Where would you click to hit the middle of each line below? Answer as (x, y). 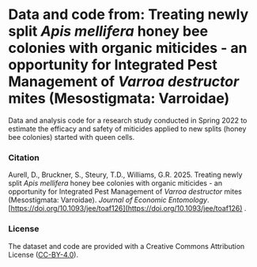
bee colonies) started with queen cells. (72, 137)
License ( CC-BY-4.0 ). (43, 254)
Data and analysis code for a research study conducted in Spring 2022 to (128, 120)
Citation (24, 157)
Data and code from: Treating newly (128, 15)
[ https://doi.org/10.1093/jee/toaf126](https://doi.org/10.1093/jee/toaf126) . (127, 209)
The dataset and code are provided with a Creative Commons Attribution (127, 246)
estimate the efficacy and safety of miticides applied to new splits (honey (127, 129)
